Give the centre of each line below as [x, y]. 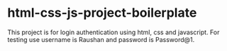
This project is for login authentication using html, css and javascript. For [113, 32]
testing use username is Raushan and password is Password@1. [101, 39]
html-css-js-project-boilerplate [102, 13]
